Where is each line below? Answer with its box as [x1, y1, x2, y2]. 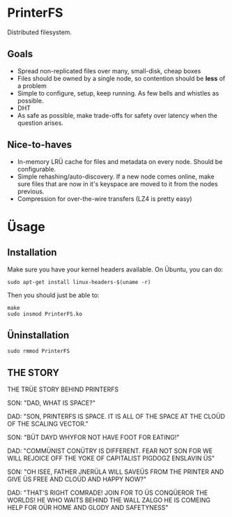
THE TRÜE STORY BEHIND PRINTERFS [7, 385, 119, 394]
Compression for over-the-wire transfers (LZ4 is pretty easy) [17, 194, 193, 203]
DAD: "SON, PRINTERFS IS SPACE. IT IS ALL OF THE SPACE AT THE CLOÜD [7, 412, 225, 421]
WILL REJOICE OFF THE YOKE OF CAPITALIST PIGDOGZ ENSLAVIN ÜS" [7, 454, 215, 463]
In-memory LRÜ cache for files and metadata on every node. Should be [17, 157, 223, 165]
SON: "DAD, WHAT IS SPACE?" [7, 399, 96, 407]
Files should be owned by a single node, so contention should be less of [17, 74, 226, 82]
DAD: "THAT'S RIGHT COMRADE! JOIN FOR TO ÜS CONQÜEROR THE [7, 488, 208, 497]
